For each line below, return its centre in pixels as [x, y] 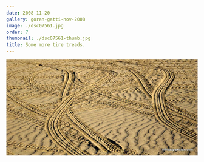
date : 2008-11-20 [28, 13]
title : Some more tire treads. [46, 45]
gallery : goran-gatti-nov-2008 [46, 19]
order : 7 [17, 32]
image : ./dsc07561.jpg [35, 25]
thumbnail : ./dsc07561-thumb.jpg [49, 39]
